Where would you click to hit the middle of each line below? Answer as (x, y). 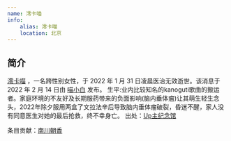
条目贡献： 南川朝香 (35, 131)
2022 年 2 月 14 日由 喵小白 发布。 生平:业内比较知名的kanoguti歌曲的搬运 (113, 90)
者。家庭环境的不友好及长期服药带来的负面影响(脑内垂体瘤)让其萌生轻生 (111, 99)
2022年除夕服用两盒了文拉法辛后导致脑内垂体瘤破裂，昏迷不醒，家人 (119, 107)
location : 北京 (41, 33)
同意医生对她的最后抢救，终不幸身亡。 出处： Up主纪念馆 (95, 116)
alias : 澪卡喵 (39, 26)
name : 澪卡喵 (24, 14)
